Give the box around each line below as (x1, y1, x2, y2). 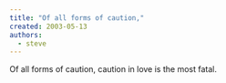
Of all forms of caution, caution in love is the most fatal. (9, 64, 217, 75)
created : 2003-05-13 (9, 22, 88, 31)
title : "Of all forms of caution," (9, 13, 145, 23)
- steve (17, 38, 47, 48)
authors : (9, 30, 43, 39)
